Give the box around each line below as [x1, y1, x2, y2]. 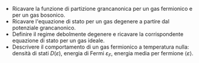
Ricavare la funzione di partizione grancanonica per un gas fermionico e [12, 5, 193, 12]
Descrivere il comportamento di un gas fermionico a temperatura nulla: [12, 43, 189, 50]
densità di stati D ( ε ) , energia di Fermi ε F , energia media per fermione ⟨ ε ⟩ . [12, 50, 194, 58]
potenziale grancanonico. [12, 24, 76, 31]
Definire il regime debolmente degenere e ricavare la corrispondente [12, 31, 184, 38]
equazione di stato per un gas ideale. [12, 37, 105, 44]
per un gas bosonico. [12, 11, 66, 19]
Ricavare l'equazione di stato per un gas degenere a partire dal [12, 18, 170, 25]
